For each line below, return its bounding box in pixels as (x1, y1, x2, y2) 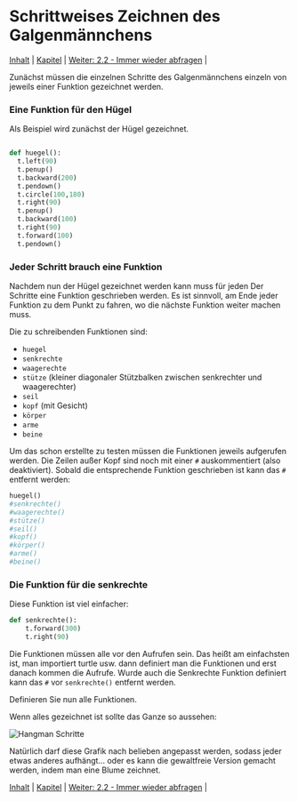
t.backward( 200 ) (17, 173, 77, 182)
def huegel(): (9, 148, 62, 157)
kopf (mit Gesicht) (21, 400, 89, 411)
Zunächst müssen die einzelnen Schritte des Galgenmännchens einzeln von (9, 71, 287, 82)
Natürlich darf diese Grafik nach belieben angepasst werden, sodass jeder (9, 745, 282, 757)
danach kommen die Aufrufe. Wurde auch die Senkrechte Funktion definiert (9, 667, 287, 677)
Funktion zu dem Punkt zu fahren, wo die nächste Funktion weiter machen (9, 300, 281, 310)
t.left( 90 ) (17, 157, 58, 166)
